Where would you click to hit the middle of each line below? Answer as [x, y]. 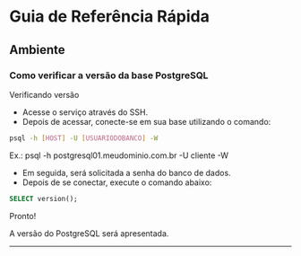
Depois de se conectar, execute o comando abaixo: [117, 182]
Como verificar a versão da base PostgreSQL [109, 75]
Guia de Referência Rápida [110, 17]
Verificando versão [44, 94]
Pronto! [23, 216]
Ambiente [37, 50]
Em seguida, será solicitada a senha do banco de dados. [126, 172]
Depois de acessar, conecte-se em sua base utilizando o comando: [146, 121]
